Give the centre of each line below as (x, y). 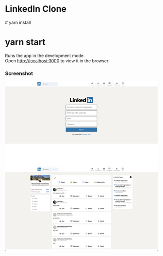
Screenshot (19, 73)
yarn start (25, 42)
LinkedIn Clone (36, 9)
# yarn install (18, 22)
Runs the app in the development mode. (45, 55)
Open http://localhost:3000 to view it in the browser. (57, 61)
